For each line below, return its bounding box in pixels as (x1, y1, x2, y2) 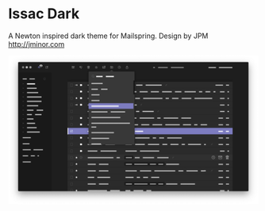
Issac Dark (8, 5, 80, 23)
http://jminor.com (8, 39, 65, 48)
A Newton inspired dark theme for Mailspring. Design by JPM (8, 31, 209, 40)
